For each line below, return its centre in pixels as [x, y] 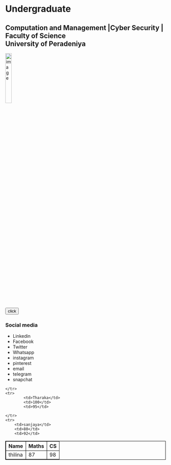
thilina [16, 455]
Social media [22, 325]
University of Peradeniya [46, 44]
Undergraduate [38, 9]
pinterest [22, 363]
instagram [23, 358]
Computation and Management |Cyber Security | [84, 28]
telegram [22, 374]
